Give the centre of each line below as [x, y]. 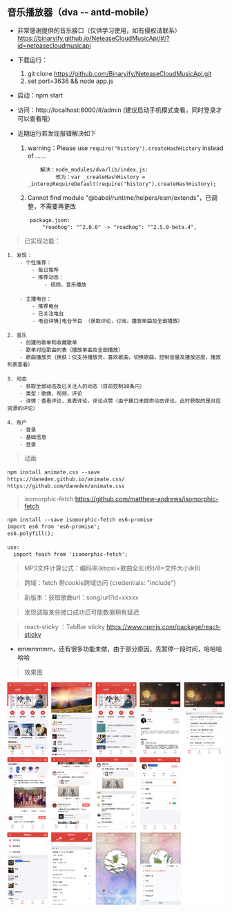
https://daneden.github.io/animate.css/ [66, 479]
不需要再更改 [58, 206]
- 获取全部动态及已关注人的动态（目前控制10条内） [82, 386]
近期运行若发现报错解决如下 [57, 133]
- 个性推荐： [36, 262]
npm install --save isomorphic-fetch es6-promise [80, 520]
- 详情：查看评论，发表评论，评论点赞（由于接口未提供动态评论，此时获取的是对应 [120, 401]
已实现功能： [42, 241]
